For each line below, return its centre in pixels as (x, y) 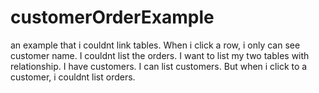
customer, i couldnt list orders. (73, 77)
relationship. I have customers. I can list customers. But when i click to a (159, 66)
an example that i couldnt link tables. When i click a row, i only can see (155, 45)
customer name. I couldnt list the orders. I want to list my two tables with (160, 55)
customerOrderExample (112, 17)
